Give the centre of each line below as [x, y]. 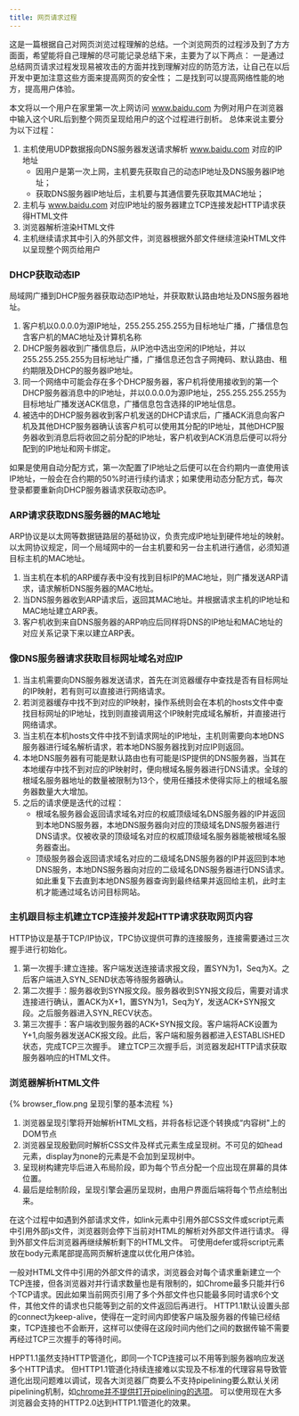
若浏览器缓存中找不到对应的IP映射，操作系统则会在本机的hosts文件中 [149, 702]
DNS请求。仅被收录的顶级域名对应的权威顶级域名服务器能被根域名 [157, 836]
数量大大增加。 [65, 791]
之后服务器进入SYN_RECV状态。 [97, 1013]
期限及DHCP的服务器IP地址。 [84, 370]
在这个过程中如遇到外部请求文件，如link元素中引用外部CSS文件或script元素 [147, 1220]
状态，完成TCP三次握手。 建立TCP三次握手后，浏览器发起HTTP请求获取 [154, 1046]
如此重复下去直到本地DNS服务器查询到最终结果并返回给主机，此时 [157, 881]
